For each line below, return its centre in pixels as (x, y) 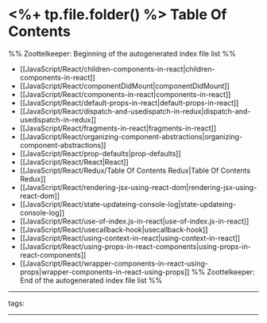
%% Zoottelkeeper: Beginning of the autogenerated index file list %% (122, 53)
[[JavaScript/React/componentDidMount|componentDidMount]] (125, 86)
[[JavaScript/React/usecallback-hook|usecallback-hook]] (114, 229)
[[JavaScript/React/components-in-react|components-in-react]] (125, 94)
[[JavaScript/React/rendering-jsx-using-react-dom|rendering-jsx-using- (138, 187)
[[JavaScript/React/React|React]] (74, 161)
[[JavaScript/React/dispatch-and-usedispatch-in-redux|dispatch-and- (135, 111)
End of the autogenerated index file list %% (91, 280)
